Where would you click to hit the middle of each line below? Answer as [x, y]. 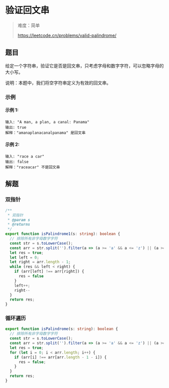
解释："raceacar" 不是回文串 [33, 167]
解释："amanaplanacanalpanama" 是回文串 [46, 133]
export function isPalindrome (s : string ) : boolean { [62, 329]
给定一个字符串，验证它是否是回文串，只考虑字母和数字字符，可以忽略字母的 [84, 66]
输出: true [16, 127]
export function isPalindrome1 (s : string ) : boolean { [63, 234]
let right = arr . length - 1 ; [40, 262]
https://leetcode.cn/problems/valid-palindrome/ [67, 35]
